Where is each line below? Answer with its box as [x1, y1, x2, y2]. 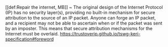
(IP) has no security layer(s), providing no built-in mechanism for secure [5, 9, 155, 15]
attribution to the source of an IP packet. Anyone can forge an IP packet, [5, 15, 156, 20]
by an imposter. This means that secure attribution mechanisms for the [5, 25, 153, 31]
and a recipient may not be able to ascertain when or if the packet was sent [5, 20, 163, 26]
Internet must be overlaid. [5, 31, 59, 36]
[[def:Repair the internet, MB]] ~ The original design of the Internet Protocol [5, 4, 163, 10]
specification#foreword [5, 36, 54, 42]
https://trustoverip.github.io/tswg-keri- [60, 31, 141, 36]
